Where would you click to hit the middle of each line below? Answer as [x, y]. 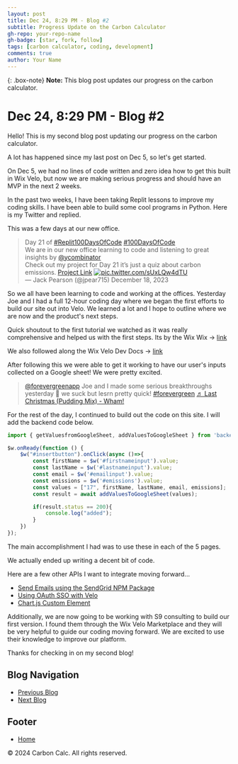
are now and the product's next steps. [63, 316]
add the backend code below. [51, 422]
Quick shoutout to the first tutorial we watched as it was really [97, 329]
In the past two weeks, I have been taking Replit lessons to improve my [111, 200]
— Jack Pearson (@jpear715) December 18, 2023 [96, 280]
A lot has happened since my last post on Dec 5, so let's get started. [107, 157]
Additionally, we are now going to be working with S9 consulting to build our [119, 616]
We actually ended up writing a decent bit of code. [81, 560]
